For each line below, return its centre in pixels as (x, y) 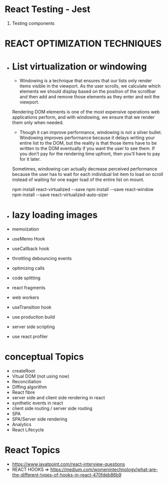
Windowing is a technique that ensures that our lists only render (86, 81)
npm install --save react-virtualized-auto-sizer (60, 195)
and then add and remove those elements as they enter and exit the (90, 97)
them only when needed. (38, 123)
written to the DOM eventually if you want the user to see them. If (87, 148)
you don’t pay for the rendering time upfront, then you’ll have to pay (90, 154)
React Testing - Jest (48, 9)
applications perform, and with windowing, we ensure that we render (83, 117)
